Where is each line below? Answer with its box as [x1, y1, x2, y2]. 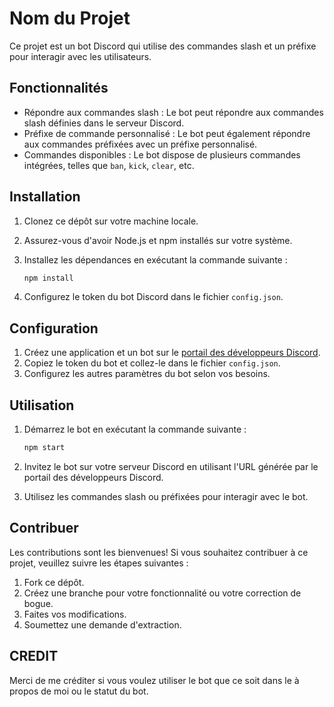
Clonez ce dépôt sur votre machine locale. [23, 215, 199, 227]
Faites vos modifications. [23, 608, 127, 620]
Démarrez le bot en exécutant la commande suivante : [23, 423, 247, 436]
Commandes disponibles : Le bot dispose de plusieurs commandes [23, 148, 301, 161]
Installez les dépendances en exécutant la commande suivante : [23, 253, 288, 266]
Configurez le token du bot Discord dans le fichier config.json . [23, 291, 284, 303]
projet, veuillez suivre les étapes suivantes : [9, 557, 189, 569]
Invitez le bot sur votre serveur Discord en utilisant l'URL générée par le [23, 460, 319, 472]
